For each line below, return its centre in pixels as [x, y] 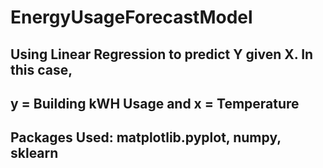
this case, [41, 69]
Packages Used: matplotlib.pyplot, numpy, [146, 137]
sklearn [34, 153]
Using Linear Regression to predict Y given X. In [162, 54]
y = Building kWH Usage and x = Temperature [155, 103]
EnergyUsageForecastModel [131, 17]
